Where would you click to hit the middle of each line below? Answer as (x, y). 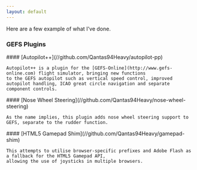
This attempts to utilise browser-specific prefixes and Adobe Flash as (99, 151)
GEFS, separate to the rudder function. (57, 122)
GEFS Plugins (26, 44)
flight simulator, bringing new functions (92, 73)
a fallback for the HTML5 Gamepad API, (56, 156)
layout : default (26, 12)
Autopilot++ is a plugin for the (48, 68)
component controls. (32, 89)
